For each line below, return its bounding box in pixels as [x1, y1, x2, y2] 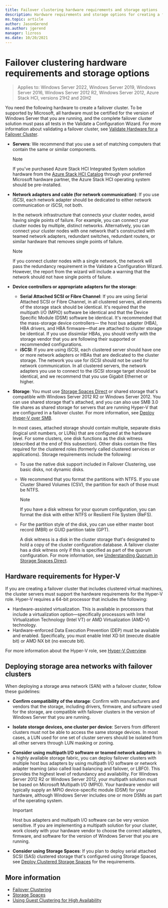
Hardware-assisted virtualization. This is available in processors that [12, 606, 153, 612]
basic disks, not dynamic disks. [19, 466, 85, 472]
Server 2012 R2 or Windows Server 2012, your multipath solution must [12, 776, 157, 783]
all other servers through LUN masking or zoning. [12, 740, 114, 746]
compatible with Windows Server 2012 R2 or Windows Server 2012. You [12, 393, 161, 399]
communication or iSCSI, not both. [12, 202, 83, 208]
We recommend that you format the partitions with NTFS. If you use [19, 476, 159, 482]
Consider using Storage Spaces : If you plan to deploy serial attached [12, 848, 156, 854]
